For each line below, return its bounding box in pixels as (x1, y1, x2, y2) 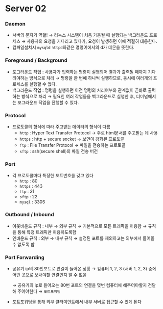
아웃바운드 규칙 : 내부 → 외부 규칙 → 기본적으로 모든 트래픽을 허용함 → (12, 223, 147, 229)
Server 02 (5, 3, 47, 14)
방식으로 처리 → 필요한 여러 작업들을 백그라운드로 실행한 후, (21, 93, 136, 99)
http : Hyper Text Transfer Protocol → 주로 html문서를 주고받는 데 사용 (19, 130, 158, 136)
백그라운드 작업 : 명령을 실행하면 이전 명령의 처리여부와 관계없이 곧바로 (12, 87, 147, 93)
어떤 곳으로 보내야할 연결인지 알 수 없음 (12, 272, 87, 278)
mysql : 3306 (19, 199, 46, 205)
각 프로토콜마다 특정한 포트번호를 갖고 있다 (12, 173, 94, 179)
